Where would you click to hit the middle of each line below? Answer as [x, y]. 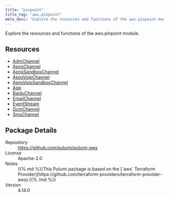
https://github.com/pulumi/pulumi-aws [58, 148]
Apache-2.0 [30, 158]
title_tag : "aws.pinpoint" [33, 15]
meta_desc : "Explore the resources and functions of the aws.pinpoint [81, 19]
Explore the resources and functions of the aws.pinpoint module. [72, 34]
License [13, 153]
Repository [16, 142]
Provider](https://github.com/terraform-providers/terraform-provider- [90, 174]
